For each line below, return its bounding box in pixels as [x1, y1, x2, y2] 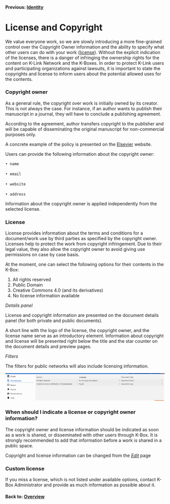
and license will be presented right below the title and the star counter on [5, 338, 158, 344]
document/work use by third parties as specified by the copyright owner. [5, 236, 157, 242]
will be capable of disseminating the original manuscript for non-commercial [5, 126, 164, 132]
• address [5, 192, 26, 197]
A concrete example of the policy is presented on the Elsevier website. [5, 141, 152, 147]
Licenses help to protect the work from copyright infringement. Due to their [5, 241, 162, 247]
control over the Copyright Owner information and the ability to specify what [5, 43, 164, 50]
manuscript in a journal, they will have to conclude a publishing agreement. [5, 111, 161, 117]
